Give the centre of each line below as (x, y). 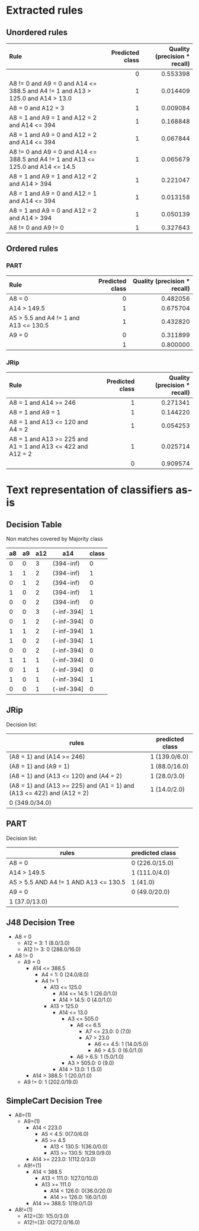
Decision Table (34, 525)
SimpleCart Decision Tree (54, 1101)
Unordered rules (37, 32)
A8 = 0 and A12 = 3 (37, 108)
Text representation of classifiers (90, 490)
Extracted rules (45, 10)
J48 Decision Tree (41, 923)
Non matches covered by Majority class (54, 539)
